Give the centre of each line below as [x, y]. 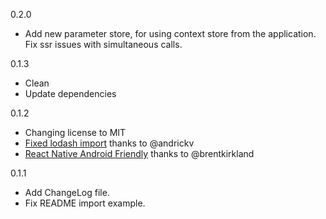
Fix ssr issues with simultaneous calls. [103, 44]
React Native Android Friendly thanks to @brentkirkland [139, 153]
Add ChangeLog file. [67, 192]
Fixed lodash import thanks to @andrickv [109, 143]
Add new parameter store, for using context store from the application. [170, 33]
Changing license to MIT [75, 132]
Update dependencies [70, 93]
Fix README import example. [85, 203]
